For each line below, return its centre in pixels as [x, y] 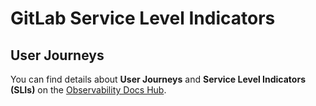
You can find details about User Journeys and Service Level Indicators [158, 79]
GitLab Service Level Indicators [143, 18]
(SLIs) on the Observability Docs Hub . [88, 90]
